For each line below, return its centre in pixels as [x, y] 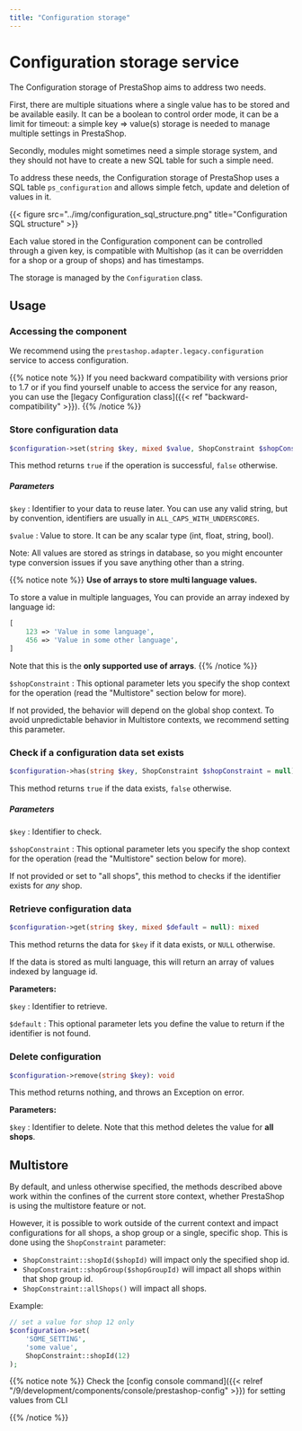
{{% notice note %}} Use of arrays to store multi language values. [133, 580]
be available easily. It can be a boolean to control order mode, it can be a [144, 114]
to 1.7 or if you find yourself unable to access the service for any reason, [143, 387]
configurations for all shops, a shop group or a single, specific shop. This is [149, 1233]
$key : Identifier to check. [56, 831]
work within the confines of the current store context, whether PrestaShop [147, 1196]
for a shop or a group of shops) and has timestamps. [107, 260]
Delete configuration [55, 1057]
